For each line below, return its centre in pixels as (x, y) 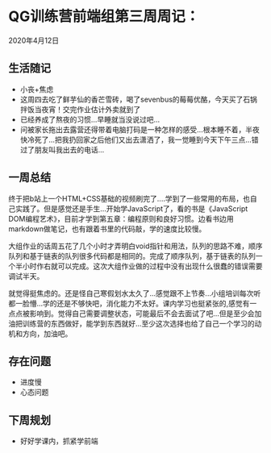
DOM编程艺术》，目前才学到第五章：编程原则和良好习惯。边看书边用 (121, 218)
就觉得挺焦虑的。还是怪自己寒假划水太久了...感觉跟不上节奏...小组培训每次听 (135, 293)
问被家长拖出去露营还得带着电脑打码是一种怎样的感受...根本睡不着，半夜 (140, 129)
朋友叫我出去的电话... (69, 149)
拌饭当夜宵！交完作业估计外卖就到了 (80, 109)
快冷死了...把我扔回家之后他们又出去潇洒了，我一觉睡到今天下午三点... (135, 139)
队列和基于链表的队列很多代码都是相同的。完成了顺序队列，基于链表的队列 (132, 256)
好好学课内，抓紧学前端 (59, 441)
